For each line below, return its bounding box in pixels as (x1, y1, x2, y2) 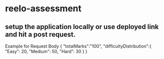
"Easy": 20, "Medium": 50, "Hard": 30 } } (5, 49, 88, 54)
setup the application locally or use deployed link (5, 23, 159, 31)
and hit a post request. (5, 30, 76, 38)
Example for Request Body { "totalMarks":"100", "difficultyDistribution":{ (5, 43, 152, 49)
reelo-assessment (5, 3, 82, 14)
